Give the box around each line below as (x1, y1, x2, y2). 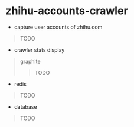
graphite (19, 58, 41, 65)
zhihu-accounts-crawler (5, 4, 128, 18)
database (14, 103, 37, 110)
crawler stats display (14, 46, 65, 54)
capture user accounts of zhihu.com (14, 24, 103, 31)
